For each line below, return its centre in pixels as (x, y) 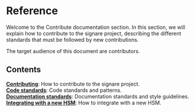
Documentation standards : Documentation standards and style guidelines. (98, 96)
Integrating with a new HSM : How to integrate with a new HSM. (84, 103)
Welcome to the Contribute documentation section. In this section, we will (96, 27)
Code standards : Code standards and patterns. (64, 90)
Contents (24, 70)
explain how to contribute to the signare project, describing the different (94, 33)
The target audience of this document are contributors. (73, 51)
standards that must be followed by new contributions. (72, 39)
